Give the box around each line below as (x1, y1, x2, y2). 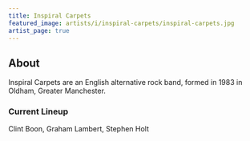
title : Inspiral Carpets (8, 11, 91, 20)
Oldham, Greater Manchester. (8, 86, 107, 96)
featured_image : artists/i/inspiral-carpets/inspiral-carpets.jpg (8, 19, 235, 27)
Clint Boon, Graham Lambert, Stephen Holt (8, 124, 150, 134)
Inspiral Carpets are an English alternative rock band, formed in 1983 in (8, 78, 243, 87)
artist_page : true (8, 26, 70, 34)
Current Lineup (8, 106, 69, 117)
